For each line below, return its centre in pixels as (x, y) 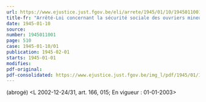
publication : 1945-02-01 (38, 52)
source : (16, 29)
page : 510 (19, 41)
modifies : (19, 63)
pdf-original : (25, 69)
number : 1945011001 (31, 35)
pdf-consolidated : (30, 75)
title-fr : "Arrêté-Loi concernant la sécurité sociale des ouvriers (96, 18)
